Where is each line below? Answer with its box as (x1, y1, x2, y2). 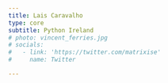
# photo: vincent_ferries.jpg (8, 33, 109, 42)
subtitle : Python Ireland (8, 26, 94, 34)
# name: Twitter (8, 56, 77, 64)
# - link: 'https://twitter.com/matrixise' (8, 48, 161, 56)
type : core (8, 19, 44, 27)
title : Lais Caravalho (8, 11, 83, 20)
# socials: (8, 41, 44, 49)
